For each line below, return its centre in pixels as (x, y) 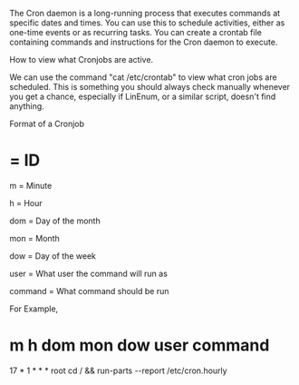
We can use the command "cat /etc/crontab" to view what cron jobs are (144, 77)
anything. (27, 106)
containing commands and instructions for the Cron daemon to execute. (144, 42)
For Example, (34, 309)
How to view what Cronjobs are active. (82, 59)
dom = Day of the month (55, 221)
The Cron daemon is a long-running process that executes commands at (145, 13)
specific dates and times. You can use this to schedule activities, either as (147, 23)
